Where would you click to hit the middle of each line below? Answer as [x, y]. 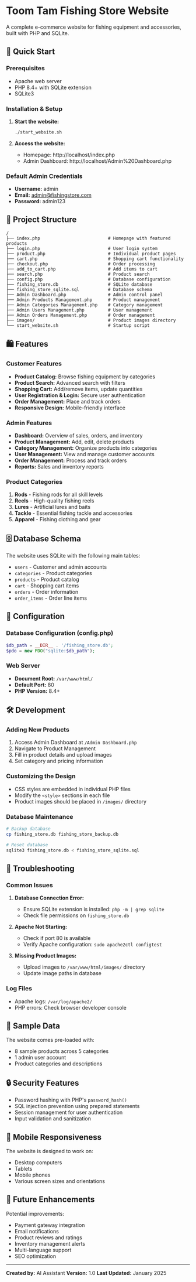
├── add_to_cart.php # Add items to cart [82, 269]
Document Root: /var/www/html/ [54, 678]
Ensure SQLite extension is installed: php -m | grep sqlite [94, 910]
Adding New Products [38, 730]
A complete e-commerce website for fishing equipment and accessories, [94, 27]
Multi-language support [43, 1250]
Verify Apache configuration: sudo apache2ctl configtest [92, 945]
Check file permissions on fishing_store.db [76, 915]
